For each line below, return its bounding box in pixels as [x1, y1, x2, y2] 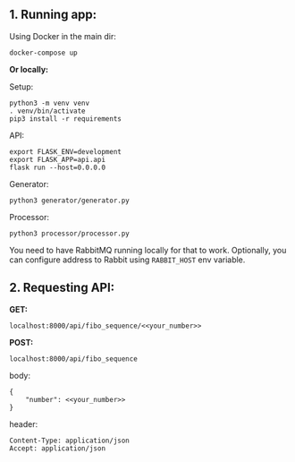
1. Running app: [9, 7, 97, 22]
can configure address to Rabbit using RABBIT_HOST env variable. [9, 254, 246, 265]
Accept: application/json [9, 443, 105, 453]
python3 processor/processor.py [9, 228, 130, 238]
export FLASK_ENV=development [9, 147, 122, 156]
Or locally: [9, 64, 49, 74]
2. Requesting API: [9, 280, 115, 295]
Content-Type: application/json [9, 436, 130, 445]
